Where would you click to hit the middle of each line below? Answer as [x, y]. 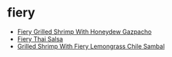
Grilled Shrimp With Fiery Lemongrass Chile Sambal [91, 46]
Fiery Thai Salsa [40, 38]
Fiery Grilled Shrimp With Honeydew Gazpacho [84, 32]
